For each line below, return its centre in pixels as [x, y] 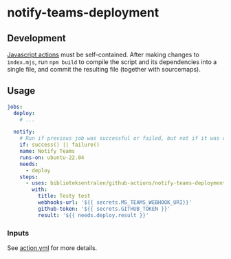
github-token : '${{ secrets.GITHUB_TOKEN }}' [104, 209]
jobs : [15, 107]
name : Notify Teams [47, 152]
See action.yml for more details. [52, 248]
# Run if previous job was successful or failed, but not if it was [120, 138]
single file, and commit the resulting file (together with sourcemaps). [104, 69]
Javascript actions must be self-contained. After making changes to [103, 54]
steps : [29, 177]
